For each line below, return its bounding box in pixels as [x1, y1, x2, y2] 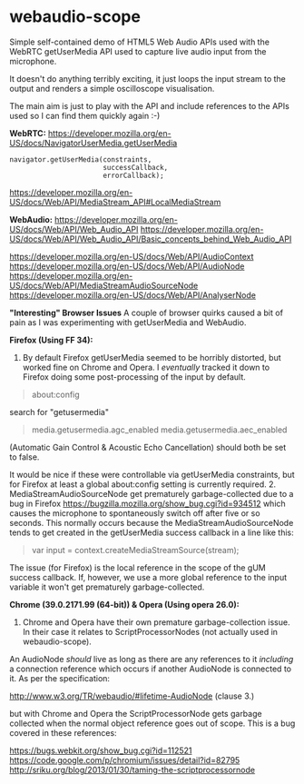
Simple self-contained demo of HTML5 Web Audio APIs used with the [9, 36, 270, 47]
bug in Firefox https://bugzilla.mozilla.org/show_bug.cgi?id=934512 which [9, 498, 286, 509]
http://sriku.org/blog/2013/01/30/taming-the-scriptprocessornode [9, 764, 256, 775]
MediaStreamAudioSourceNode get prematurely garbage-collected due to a [9, 488, 294, 499]
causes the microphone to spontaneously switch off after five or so [9, 507, 260, 519]
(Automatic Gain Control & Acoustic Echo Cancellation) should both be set [9, 442, 287, 452]
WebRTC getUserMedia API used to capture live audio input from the [9, 45, 267, 56]
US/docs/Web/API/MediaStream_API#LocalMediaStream [9, 196, 221, 207]
